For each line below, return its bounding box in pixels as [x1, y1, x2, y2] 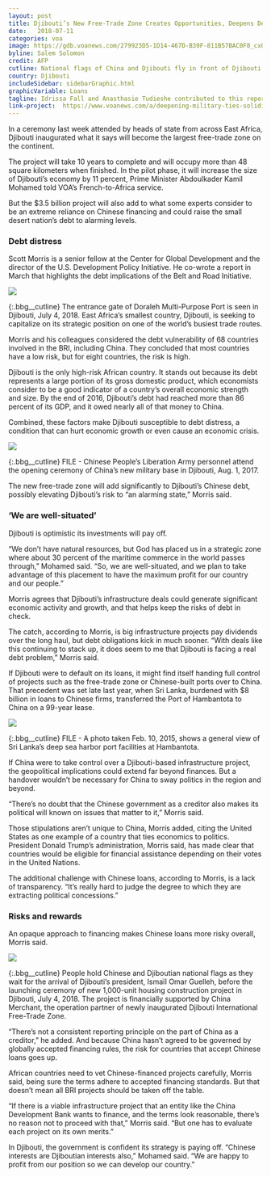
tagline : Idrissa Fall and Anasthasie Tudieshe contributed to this [8, 95, 244, 103]
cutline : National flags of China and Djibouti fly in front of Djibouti [8, 65, 262, 73]
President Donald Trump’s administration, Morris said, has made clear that [8, 840, 254, 850]
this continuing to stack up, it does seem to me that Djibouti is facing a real [8, 644, 256, 654]
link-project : [8, 102, 56, 110]
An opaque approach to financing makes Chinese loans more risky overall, [8, 929, 256, 939]
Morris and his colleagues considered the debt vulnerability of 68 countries [8, 334, 259, 344]
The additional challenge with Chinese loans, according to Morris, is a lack [8, 873, 256, 883]
